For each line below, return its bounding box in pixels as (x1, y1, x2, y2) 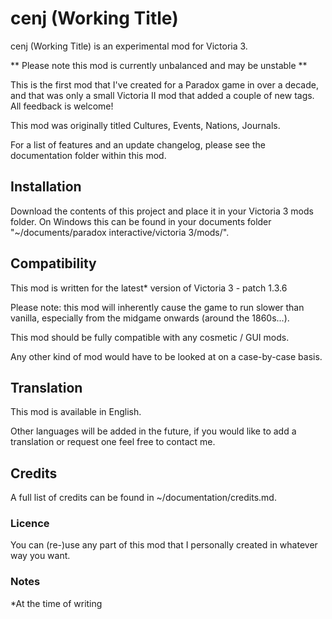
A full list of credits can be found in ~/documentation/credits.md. (10, 492, 277, 504)
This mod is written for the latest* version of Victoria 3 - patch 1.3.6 (10, 282, 288, 294)
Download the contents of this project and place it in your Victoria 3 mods (10, 205, 314, 217)
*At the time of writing (10, 597, 103, 609)
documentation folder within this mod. (10, 149, 167, 161)
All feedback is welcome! (10, 100, 114, 112)
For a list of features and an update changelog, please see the (10, 138, 266, 151)
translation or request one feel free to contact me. (10, 436, 216, 448)
